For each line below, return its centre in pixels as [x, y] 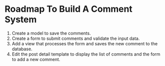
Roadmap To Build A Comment [69, 9]
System [21, 19]
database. [22, 49]
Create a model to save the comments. [51, 33]
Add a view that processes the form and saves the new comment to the [85, 43]
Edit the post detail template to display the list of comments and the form [86, 54]
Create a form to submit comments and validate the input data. [76, 38]
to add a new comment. [36, 59]
